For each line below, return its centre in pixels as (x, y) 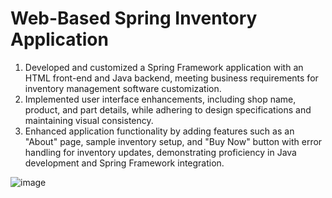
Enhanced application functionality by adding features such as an (159, 131)
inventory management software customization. (123, 88)
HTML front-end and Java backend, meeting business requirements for (171, 78)
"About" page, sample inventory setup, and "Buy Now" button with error (173, 141)
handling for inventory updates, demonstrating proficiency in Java (160, 152)
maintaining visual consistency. (89, 120)
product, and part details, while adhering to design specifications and (168, 109)
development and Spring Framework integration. (124, 163)
